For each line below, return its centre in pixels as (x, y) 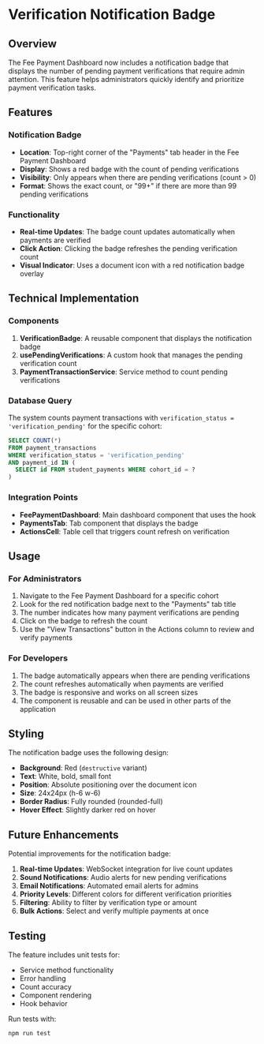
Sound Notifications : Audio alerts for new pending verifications (123, 877)
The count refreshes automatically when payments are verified (121, 683)
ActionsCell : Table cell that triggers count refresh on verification (125, 531)
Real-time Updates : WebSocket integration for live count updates (126, 869)
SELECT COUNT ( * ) (35, 440)
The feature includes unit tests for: (64, 954)
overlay (32, 273)
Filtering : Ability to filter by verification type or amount (108, 903)
